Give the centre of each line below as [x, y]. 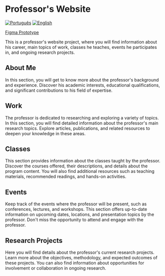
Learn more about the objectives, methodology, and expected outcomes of [81, 257]
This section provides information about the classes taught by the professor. [83, 161]
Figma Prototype [22, 32]
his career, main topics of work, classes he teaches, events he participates [81, 47]
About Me [21, 68]
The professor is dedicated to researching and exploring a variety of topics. [82, 118]
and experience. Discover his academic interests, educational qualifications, [82, 85]
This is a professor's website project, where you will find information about [81, 42]
